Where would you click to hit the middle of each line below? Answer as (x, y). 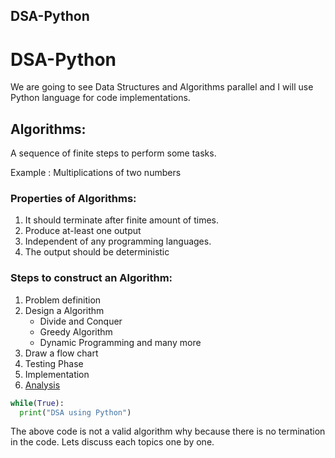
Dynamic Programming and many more (120, 342)
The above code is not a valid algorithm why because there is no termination (168, 431)
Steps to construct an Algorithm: (91, 278)
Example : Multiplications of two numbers (96, 173)
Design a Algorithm (64, 310)
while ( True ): (37, 403)
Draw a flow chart (61, 353)
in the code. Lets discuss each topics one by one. (112, 442)
